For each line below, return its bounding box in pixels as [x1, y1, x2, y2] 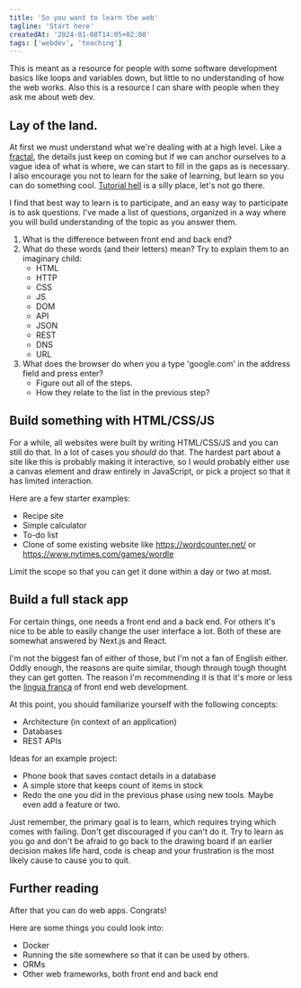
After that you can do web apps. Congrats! [9, 904, 167, 915]
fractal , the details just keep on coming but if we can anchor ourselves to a [9, 151, 286, 162]
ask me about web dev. [9, 92, 96, 103]
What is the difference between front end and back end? [22, 234, 232, 245]
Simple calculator [22, 520, 87, 530]
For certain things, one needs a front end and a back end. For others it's [9, 616, 276, 627]
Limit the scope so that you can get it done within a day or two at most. [9, 566, 272, 576]
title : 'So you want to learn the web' [9, 13, 159, 23]
